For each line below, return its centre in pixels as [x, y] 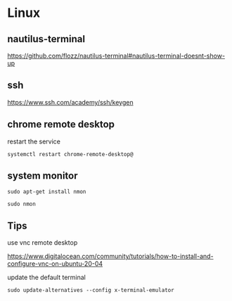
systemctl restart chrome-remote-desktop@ [70, 154]
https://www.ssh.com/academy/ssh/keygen [70, 102]
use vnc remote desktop [43, 243]
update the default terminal [47, 277]
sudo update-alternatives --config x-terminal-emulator [91, 290]
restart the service [34, 141]
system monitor [43, 176]
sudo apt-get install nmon [47, 192]
